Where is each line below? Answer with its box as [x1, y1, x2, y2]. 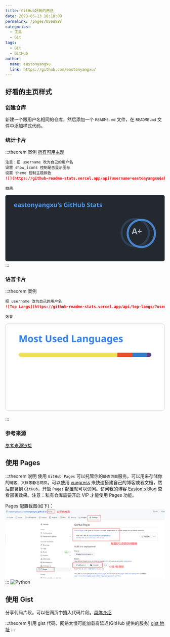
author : [5, 56, 22, 61]
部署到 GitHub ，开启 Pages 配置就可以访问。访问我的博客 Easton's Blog [9, 486, 157, 492]
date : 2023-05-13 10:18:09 [5, 13, 62, 19]
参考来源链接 [5, 442, 32, 448]
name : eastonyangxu [10, 61, 51, 67]
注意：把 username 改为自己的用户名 [5, 160, 73, 165]
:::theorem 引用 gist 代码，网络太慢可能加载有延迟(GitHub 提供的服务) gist [5, 620, 159, 626]
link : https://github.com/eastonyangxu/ [10, 67, 96, 72]
